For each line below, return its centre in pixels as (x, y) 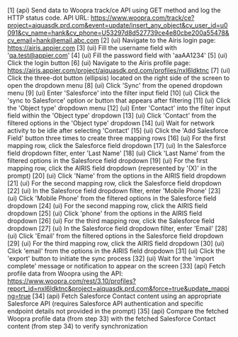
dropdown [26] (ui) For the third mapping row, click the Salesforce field (111, 221)
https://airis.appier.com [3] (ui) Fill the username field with (92, 48)
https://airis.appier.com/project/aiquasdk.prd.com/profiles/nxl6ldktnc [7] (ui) (119, 70)
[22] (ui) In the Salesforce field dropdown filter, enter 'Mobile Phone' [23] (114, 191)
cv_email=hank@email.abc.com (53, 40)
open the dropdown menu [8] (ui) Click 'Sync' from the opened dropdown (115, 85)
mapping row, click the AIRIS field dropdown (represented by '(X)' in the (112, 168)
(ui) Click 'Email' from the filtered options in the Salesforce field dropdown (115, 236)
